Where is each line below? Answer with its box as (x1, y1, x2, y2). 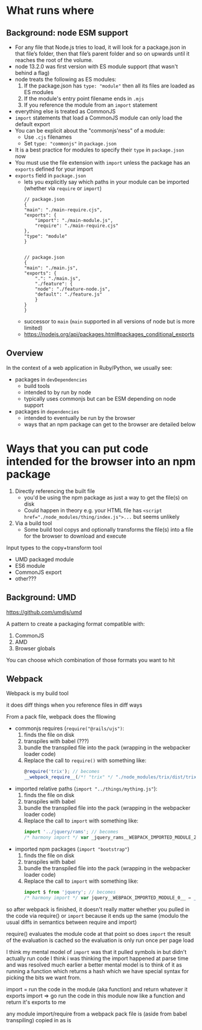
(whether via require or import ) (23, 185, 102, 192)
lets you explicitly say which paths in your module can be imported (23, 179, 189, 185)
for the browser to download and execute (23, 532, 127, 539)
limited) (23, 324, 43, 331)
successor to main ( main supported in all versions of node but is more (23, 318, 195, 325)
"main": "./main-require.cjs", (23, 207, 103, 213)
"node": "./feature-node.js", (35, 286, 111, 292)
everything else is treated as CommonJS (14, 108, 116, 115)
